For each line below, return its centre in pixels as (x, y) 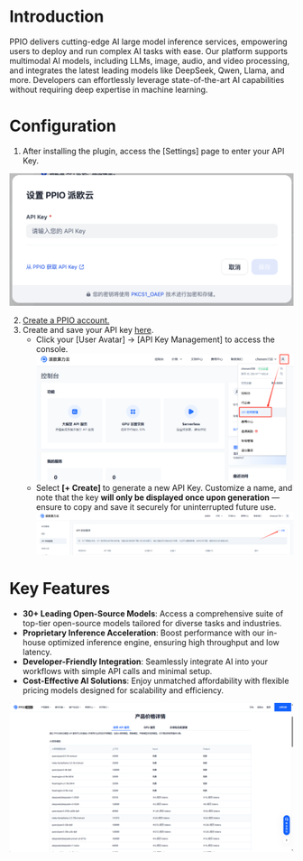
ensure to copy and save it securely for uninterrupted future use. (156, 507)
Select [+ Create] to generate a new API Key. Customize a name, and (164, 488)
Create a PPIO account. (66, 320)
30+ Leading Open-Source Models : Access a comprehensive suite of (153, 613)
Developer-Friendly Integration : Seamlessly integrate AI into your (145, 662)
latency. (37, 652)
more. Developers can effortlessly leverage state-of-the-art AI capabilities (147, 79)
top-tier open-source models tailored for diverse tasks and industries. (152, 623)
